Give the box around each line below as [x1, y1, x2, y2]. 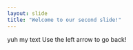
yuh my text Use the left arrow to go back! [7, 35, 127, 43]
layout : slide [7, 10, 48, 17]
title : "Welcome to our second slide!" [7, 16, 122, 23]
